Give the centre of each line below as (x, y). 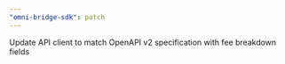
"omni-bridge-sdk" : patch (57, 17)
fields (20, 51)
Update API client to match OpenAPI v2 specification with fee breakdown (143, 42)
